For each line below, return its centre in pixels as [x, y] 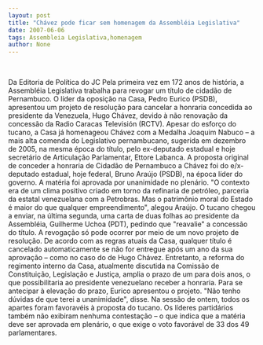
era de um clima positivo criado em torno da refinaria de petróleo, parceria [129, 191]
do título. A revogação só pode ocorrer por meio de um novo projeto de [124, 233]
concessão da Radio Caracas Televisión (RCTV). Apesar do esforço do [122, 124]
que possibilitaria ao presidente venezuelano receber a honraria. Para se [126, 283]
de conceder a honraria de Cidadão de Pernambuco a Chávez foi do [119, 166]
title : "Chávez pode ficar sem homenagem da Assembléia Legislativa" [124, 23]
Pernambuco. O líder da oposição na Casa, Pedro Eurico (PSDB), [113, 99]
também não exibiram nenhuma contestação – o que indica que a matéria [127, 316]
